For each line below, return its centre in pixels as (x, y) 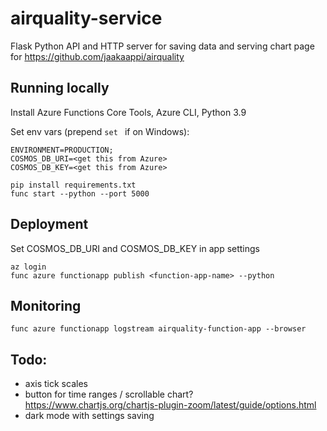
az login (28, 267)
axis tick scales (56, 384)
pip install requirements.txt (73, 185)
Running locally (60, 88)
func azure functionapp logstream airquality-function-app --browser (158, 329)
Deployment (49, 224)
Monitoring (46, 305)
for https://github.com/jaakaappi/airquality (97, 56)
